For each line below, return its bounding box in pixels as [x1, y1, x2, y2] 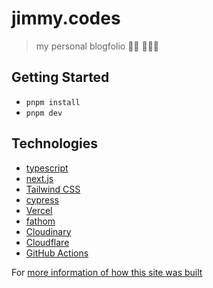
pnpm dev [25, 108, 63, 118]
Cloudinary [25, 225, 72, 237]
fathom [25, 215, 56, 227]
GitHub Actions [25, 247, 89, 259]
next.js [25, 172, 54, 184]
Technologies [11, 135, 99, 152]
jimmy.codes [11, 7, 121, 30]
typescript [25, 162, 69, 174]
